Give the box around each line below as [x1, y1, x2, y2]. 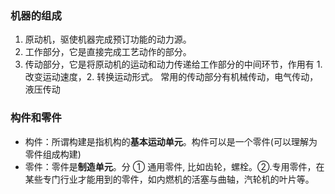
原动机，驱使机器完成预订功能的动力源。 [24, 33, 192, 46]
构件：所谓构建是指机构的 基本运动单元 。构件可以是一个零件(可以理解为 [24, 135, 318, 147]
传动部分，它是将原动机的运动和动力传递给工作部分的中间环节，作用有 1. [24, 58, 323, 71]
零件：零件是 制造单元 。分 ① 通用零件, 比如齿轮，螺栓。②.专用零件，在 [24, 160, 325, 172]
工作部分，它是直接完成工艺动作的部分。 [24, 46, 192, 58]
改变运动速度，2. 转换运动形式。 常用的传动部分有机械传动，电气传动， [24, 71, 319, 83]
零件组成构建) [24, 148, 82, 160]
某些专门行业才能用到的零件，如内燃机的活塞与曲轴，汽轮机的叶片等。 [24, 173, 315, 185]
